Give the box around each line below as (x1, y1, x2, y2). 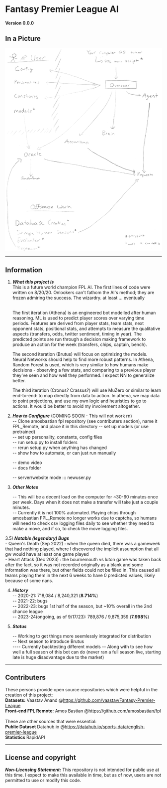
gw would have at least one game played (5, 551, 89, 557)
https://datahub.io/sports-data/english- (64, 724, 145, 730)
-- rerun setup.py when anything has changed (12, 445, 107, 451)
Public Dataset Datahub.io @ (5, 724, 65, 730)
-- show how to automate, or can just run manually (12, 450, 116, 456)
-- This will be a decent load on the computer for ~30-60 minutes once (12, 494, 158, 500)
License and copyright (5, 754, 76, 762)
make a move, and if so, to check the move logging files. (12, 526, 128, 532)
